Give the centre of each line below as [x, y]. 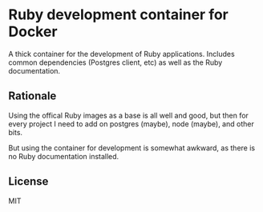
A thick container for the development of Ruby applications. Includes [121, 54]
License [28, 182]
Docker [33, 32]
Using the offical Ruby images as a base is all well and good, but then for [128, 115]
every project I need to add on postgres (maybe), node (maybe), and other [131, 124]
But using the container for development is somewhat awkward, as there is [131, 148]
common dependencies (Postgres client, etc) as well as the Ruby [115, 62]
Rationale [32, 96]
